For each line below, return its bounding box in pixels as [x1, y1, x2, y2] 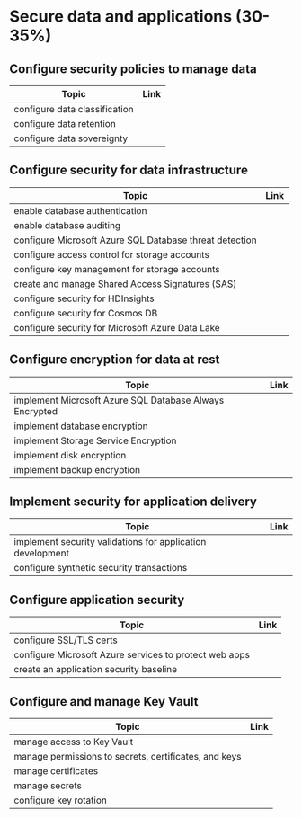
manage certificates [13, 765, 99, 778]
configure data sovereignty [13, 132, 129, 145]
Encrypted [13, 405, 58, 417]
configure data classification [13, 103, 135, 115]
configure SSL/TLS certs [13, 634, 119, 646]
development [13, 547, 70, 559]
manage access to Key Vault [13, 735, 134, 748]
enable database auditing [13, 218, 121, 231]
